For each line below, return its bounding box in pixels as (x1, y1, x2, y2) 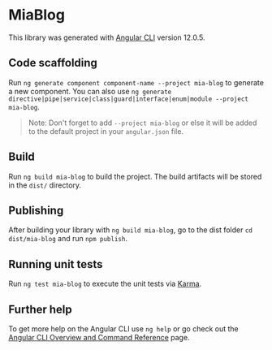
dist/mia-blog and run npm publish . (8, 234, 128, 244)
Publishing (8, 203, 64, 217)
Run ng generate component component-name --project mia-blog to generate (8, 77, 264, 87)
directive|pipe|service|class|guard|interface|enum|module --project (8, 95, 249, 103)
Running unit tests (8, 257, 103, 271)
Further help (8, 302, 73, 316)
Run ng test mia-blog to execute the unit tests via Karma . (8, 279, 202, 289)
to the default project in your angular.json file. (28, 126, 184, 136)
